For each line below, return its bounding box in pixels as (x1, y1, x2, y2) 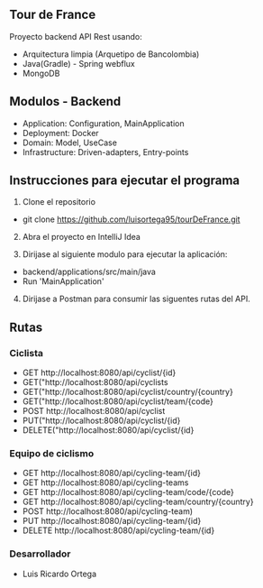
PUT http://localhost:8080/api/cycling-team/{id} (22, 516, 202, 527)
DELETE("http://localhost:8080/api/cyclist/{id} (22, 425, 195, 436)
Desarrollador (9, 547, 71, 560)
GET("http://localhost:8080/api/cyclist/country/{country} (22, 387, 234, 398)
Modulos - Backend (9, 94, 122, 109)
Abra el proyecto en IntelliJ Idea (22, 232, 141, 243)
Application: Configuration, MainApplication (22, 117, 185, 129)
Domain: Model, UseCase (22, 137, 117, 148)
